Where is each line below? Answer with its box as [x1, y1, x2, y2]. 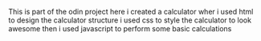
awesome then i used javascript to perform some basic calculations [8, 24, 232, 33]
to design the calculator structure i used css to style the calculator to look [8, 15, 251, 25]
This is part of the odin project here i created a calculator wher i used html [8, 7, 254, 16]
